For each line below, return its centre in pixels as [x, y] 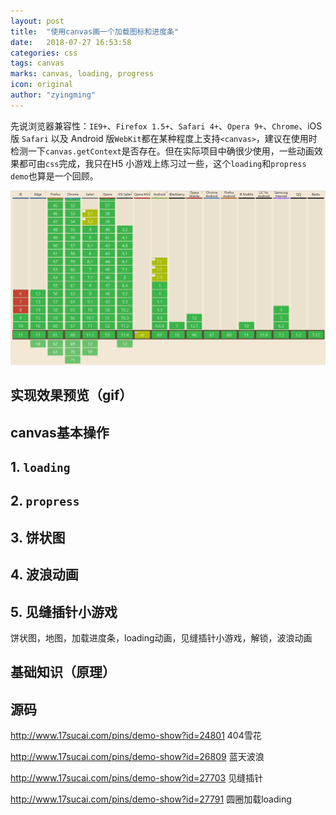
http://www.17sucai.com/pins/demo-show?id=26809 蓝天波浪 [137, 757]
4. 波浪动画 [44, 575]
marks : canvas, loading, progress [82, 74]
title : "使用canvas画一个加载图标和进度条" [95, 31]
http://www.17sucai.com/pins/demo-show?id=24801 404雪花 [136, 736]
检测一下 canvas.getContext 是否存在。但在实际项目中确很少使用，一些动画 [162, 151]
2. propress [45, 501]
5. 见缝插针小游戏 [64, 611]
